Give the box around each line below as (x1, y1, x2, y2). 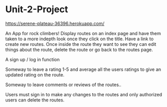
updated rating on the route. (5, 71, 65, 77)
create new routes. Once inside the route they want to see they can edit (5, 41, 156, 47)
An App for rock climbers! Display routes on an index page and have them (5, 30, 161, 36)
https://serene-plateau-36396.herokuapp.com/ (5, 20, 105, 26)
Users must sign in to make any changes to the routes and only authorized (5, 91, 162, 97)
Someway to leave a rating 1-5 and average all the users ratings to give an (5, 66, 161, 72)
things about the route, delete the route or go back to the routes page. (5, 46, 153, 52)
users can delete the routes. (5, 97, 65, 103)
